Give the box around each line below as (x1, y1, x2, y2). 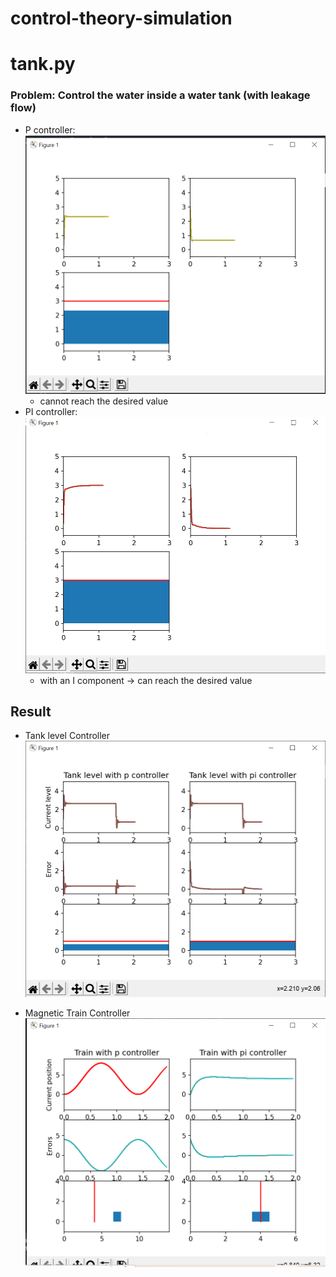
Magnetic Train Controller (24, 1007, 131, 1019)
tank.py (10, 53, 76, 76)
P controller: (24, 123, 76, 136)
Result (10, 703, 52, 721)
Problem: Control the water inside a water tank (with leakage (10, 88, 311, 102)
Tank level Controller (24, 730, 111, 742)
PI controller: (24, 406, 78, 418)
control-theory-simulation (10, 7, 233, 30)
